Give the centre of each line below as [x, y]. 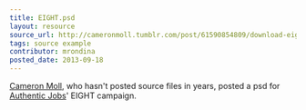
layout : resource [42, 26]
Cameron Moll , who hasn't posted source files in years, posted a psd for [145, 86]
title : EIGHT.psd [42, 18]
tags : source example [51, 43]
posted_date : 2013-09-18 [56, 60]
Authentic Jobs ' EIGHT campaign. [73, 95]
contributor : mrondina [52, 52]
